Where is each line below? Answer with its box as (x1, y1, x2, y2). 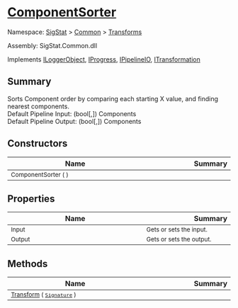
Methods (7, 258, 48, 270)
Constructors (7, 137, 68, 149)
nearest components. (7, 102, 69, 110)
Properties (7, 193, 55, 205)
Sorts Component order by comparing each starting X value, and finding (7, 94, 218, 103)
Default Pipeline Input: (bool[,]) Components (7, 109, 137, 118)
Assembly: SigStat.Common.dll (7, 41, 98, 50)
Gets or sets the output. (146, 235, 212, 244)
